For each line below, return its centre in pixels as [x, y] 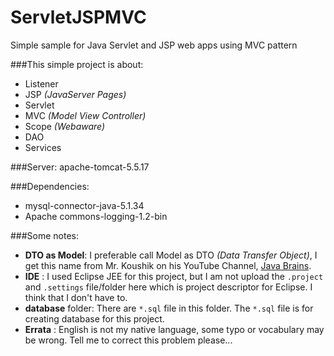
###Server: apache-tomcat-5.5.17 [80, 167]
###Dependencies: [50, 186]
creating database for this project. [94, 318]
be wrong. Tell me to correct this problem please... [128, 340]
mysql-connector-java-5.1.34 [84, 205]
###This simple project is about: [77, 64]
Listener [41, 83]
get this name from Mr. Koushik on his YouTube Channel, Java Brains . [168, 265]
